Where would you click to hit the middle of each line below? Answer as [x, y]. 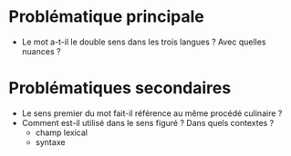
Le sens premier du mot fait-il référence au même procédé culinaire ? [152, 113]
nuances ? [41, 51]
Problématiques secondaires [120, 88]
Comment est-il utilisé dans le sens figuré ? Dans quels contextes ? [148, 122]
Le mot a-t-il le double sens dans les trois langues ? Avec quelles [144, 42]
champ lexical [62, 132]
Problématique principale [106, 17]
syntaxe [50, 141]
